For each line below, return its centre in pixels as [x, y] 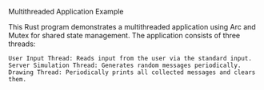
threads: [22, 44]
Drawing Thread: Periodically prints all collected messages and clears [132, 72]
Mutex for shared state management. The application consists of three [124, 35]
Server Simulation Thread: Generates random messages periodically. [125, 65]
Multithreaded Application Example [66, 12]
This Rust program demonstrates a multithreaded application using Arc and [132, 27]
